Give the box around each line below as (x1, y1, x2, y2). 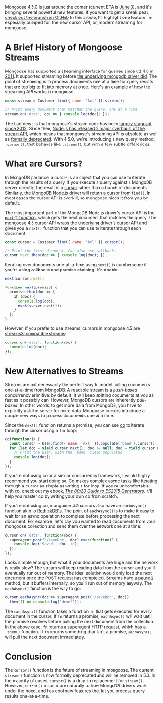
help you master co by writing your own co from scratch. (5, 493, 119, 499)
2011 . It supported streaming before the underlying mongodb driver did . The (5, 73, 157, 79)
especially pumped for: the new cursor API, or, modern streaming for (5, 19, 143, 25)
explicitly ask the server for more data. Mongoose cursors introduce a (5, 407, 145, 413)
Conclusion (5, 651, 52, 662)
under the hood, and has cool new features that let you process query (5, 688, 145, 694)
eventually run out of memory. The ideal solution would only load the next (5, 570, 152, 576)
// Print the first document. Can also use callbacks (5, 248, 116, 253)
